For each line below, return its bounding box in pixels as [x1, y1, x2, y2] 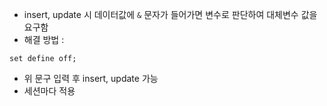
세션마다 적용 [23, 85, 76, 97]
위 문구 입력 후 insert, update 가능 [23, 73, 159, 84]
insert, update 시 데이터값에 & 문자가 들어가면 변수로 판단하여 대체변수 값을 [23, 9, 318, 20]
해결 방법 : [23, 34, 65, 45]
